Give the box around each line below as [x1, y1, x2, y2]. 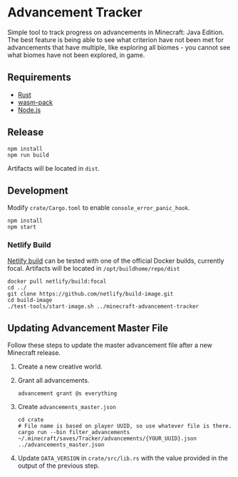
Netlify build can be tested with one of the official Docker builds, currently [7, 256, 224, 265]
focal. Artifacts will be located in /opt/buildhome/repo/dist [7, 263, 180, 272]
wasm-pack [17, 98, 53, 106]
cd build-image [7, 296, 53, 303]
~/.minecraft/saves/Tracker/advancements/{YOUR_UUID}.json [17, 435, 197, 443]
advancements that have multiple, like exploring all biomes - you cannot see [7, 43, 231, 51]
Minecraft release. [7, 348, 61, 357]
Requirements [7, 71, 71, 84]
